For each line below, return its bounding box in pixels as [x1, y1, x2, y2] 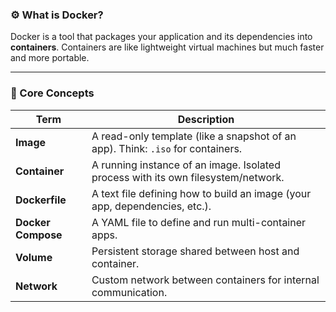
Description [177, 112, 235, 126]
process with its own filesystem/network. [91, 170, 285, 184]
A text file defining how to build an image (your [91, 186, 312, 200]
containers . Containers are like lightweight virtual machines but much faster [10, 41, 325, 53]
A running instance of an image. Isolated [91, 158, 281, 172]
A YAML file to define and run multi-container [91, 215, 307, 229]
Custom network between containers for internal [91, 273, 320, 287]
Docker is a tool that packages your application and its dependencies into [10, 31, 313, 43]
